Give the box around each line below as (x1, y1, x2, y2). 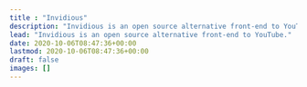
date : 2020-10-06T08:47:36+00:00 (9, 38, 137, 48)
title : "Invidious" (9, 13, 89, 23)
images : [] (9, 64, 51, 73)
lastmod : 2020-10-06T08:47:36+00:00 (9, 47, 149, 56)
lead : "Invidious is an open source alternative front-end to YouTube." (9, 30, 292, 39)
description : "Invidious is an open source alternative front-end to (9, 22, 281, 31)
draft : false (9, 55, 59, 64)
